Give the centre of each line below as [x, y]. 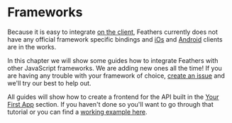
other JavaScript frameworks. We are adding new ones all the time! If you [115, 68]
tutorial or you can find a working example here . [77, 112]
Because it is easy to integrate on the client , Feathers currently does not [112, 32]
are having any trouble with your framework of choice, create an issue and [116, 76]
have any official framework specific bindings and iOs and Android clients [115, 39]
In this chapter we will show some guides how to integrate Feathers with [113, 60]
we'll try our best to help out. [49, 83]
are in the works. [32, 47]
